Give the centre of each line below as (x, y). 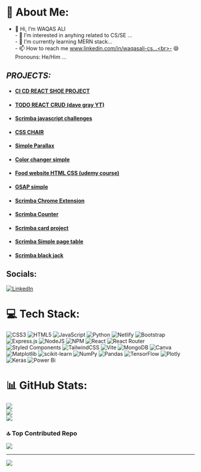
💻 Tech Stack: (43, 314)
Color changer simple (42, 159)
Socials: (22, 274)
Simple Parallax (35, 146)
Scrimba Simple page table (49, 241)
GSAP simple (31, 187)
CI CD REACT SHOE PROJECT (52, 91)
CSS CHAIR (29, 132)
